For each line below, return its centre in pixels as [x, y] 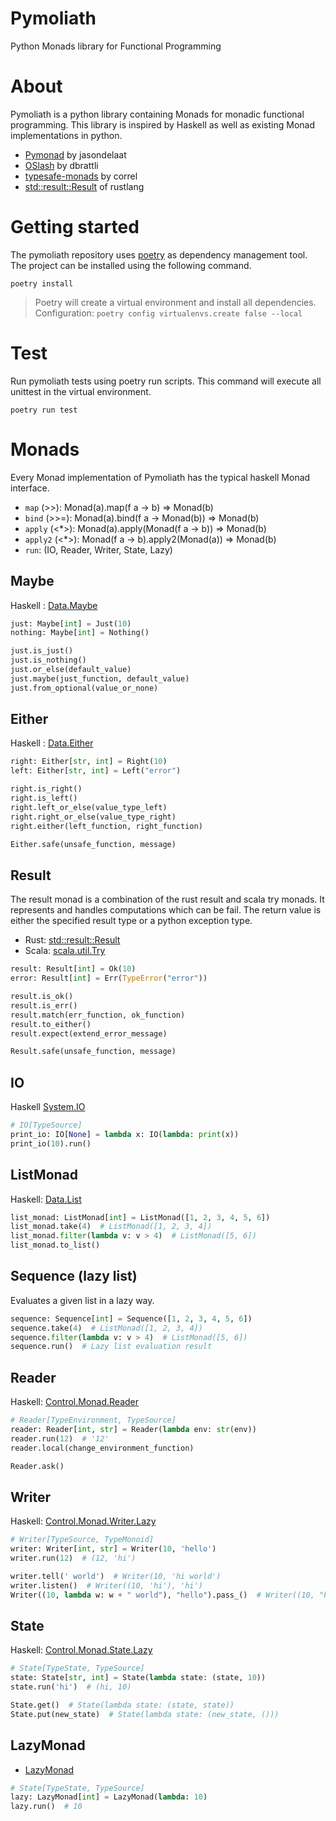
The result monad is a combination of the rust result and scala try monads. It [167, 899]
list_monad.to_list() [55, 1245]
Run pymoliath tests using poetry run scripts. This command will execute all [166, 381]
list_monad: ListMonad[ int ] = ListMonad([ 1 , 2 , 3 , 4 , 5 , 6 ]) [140, 1217]
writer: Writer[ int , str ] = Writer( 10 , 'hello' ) [113, 1549]
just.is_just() [42, 651]
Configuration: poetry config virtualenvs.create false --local [168, 313]
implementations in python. [66, 135]
